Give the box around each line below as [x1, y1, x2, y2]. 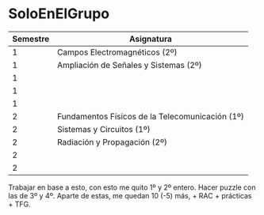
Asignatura [129, 33, 172, 44]
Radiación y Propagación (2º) [56, 136, 168, 147]
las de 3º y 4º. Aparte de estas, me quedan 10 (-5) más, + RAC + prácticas [8, 190, 252, 200]
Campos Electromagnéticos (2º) [56, 47, 178, 58]
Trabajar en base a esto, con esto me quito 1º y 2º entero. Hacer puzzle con [8, 183, 256, 192]
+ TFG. [8, 199, 31, 209]
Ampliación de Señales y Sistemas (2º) [56, 59, 202, 70]
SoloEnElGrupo [8, 5, 109, 23]
